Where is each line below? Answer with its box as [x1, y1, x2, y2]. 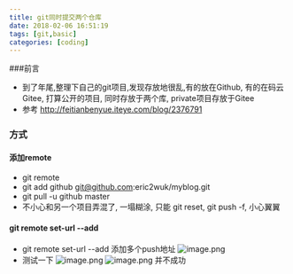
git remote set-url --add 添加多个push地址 [21, 243, 176, 254]
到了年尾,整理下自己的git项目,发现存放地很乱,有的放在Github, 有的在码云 [21, 82, 284, 93]
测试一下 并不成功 [21, 254, 187, 265]
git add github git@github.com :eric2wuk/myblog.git [21, 182, 211, 192]
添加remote [9, 152, 52, 162]
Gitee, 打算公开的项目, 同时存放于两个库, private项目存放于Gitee [21, 93, 255, 104]
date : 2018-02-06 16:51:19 [9, 21, 109, 30]
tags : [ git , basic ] [9, 29, 77, 38]
